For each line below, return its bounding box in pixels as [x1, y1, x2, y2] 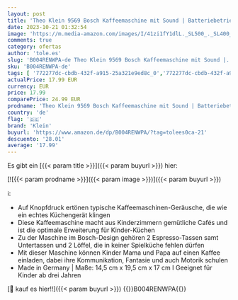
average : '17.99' [7, 142, 59, 149]
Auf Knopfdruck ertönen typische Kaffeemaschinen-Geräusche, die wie [17, 203, 227, 212]
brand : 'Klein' [7, 122, 52, 129]
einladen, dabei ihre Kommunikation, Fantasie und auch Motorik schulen [17, 256, 228, 265]
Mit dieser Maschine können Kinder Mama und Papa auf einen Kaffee [17, 248, 221, 257]
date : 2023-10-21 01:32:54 [7, 23, 87, 30]
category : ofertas [7, 43, 62, 50]
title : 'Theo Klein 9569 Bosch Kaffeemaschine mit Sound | [7, 17, 186, 24]
